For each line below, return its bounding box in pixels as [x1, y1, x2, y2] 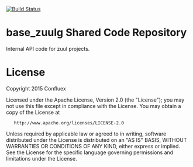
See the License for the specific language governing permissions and [6, 149, 174, 156]
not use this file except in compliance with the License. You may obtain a [6, 102, 181, 109]
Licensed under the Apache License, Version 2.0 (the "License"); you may [6, 96, 185, 103]
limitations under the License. [6, 155, 77, 162]
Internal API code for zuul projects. [6, 45, 90, 52]
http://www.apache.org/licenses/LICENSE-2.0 [13, 120, 125, 126]
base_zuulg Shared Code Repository [6, 26, 187, 39]
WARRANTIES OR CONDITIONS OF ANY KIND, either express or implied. [6, 142, 180, 149]
